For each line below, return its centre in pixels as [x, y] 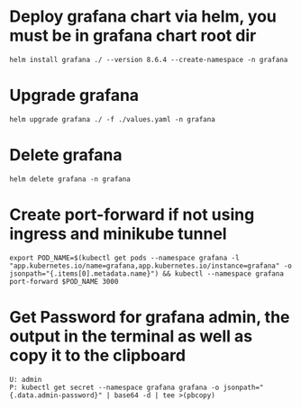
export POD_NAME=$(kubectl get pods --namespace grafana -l [125, 258]
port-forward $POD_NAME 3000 [64, 281]
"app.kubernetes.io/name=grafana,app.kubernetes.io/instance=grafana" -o [151, 266]
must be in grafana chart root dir [133, 36]
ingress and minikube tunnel [118, 234]
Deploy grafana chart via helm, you [143, 17]
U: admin [26, 379]
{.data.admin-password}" [56, 395]
